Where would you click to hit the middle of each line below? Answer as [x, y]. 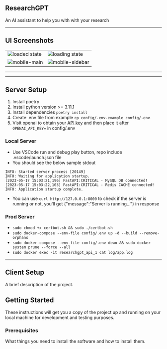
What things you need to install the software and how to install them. [75, 341]
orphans [20, 238]
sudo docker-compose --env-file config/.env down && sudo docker [81, 243]
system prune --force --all [41, 247]
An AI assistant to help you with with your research [57, 20]
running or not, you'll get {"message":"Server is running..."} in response [86, 203]
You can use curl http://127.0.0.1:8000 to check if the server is [79, 198]
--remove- [149, 233]
